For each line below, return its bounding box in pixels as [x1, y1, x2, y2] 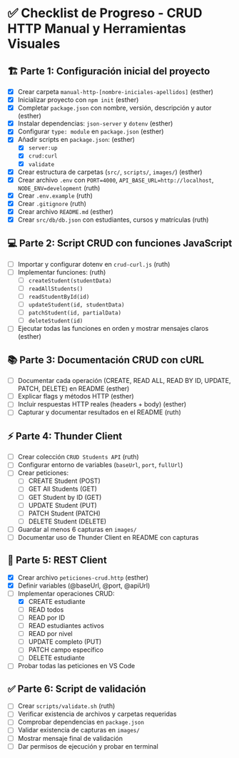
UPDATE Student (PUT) [28, 501, 98, 509]
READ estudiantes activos [28, 622, 105, 630]
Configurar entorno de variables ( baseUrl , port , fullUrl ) [17, 461, 183, 469]
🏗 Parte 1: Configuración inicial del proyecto [7, 65, 210, 77]
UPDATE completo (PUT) [28, 637, 102, 646]
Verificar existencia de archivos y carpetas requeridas [17, 710, 177, 718]
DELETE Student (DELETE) [28, 517, 107, 526]
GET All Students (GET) [28, 485, 98, 493]
